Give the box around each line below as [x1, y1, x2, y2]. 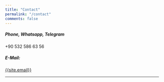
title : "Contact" [5, 7, 41, 12]
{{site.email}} [5, 67, 32, 73]
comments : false [5, 16, 38, 21]
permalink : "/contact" [5, 12, 51, 17]
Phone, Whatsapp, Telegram [5, 31, 65, 37]
